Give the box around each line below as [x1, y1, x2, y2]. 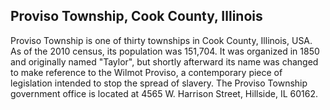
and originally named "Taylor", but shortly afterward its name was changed [10, 55, 319, 68]
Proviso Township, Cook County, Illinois [10, 8, 263, 25]
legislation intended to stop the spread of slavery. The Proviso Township [10, 77, 308, 89]
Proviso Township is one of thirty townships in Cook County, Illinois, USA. [10, 34, 313, 46]
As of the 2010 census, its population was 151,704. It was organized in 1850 [10, 45, 320, 57]
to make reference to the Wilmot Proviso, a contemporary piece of [10, 66, 283, 78]
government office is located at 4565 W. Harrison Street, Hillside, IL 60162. [10, 87, 318, 99]
